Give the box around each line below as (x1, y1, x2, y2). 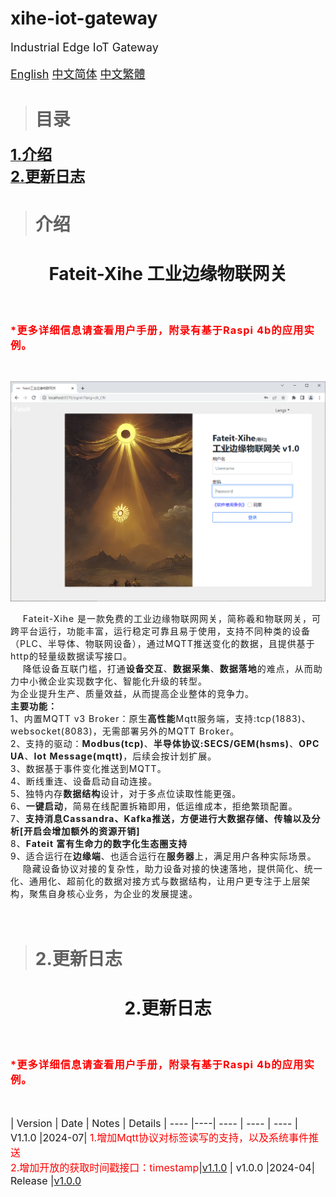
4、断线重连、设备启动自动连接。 (10, 775, 158, 787)
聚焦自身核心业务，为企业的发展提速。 (28, 888, 198, 900)
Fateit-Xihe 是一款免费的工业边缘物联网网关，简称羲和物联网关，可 (22, 613, 322, 625)
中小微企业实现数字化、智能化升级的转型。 (19, 675, 208, 687)
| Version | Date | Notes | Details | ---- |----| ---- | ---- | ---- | (10, 1117, 299, 1131)
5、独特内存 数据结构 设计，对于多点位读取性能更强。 (10, 788, 242, 800)
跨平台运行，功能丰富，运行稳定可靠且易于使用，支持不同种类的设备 (10, 625, 311, 637)
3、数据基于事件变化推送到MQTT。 (10, 763, 167, 775)
